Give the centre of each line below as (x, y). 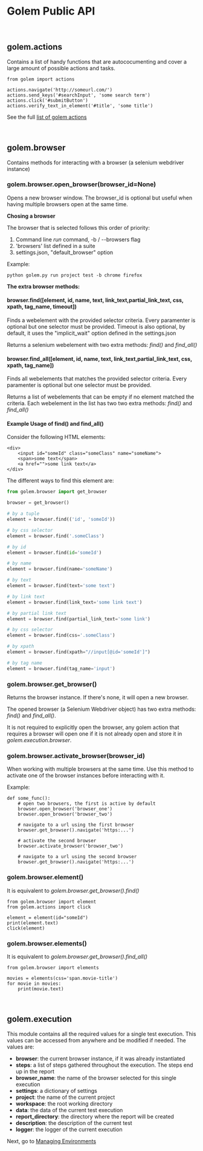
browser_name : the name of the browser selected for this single (96, 1078)
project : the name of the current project (65, 1097)
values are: (21, 1047)
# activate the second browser (57, 841)
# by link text (26, 596)
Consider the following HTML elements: (56, 437)
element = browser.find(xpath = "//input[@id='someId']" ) (79, 652)
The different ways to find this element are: (60, 481)
